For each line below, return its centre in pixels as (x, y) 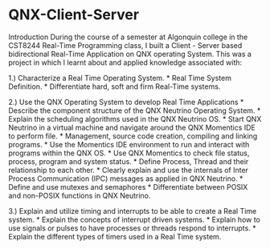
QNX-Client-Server (74, 15)
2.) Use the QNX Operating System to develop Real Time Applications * (126, 102)
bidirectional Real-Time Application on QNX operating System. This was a (130, 54)
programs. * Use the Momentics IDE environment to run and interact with (129, 144)
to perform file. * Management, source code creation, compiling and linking (133, 136)
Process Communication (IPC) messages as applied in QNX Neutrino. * (126, 179)
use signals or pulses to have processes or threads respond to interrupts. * (132, 228)
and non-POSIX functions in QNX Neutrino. (80, 195)
